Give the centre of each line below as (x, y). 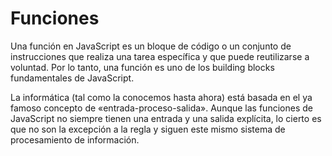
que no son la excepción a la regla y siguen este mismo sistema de (148, 129)
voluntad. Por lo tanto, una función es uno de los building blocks (142, 67)
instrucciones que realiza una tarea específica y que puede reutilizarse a (160, 56)
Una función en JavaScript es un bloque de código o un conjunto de (151, 46)
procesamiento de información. (75, 139)
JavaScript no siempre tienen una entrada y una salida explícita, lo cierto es (166, 118)
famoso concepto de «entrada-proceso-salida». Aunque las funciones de (161, 108)
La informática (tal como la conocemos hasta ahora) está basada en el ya (161, 97)
